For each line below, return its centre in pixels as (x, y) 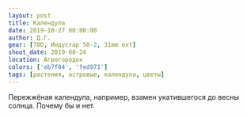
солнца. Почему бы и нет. (52, 105)
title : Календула (37, 23)
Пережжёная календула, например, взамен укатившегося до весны (124, 97)
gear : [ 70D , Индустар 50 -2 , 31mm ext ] (72, 45)
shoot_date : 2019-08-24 (47, 52)
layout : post (30, 15)
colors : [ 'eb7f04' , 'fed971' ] (58, 67)
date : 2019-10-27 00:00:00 (53, 30)
